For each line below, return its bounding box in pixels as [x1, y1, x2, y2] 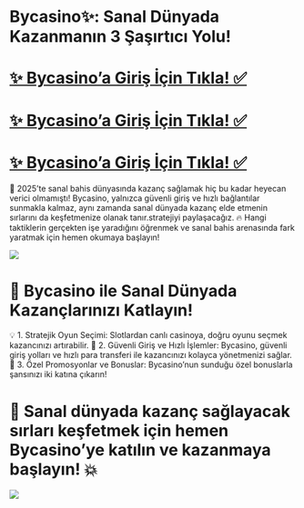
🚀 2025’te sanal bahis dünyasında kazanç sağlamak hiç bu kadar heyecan [9, 183, 287, 194]
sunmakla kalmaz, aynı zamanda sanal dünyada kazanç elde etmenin [9, 202, 269, 213]
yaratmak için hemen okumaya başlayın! [9, 232, 160, 243]
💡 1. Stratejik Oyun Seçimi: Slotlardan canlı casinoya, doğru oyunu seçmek [9, 330, 288, 341]
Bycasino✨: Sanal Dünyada [9, 6, 220, 27]
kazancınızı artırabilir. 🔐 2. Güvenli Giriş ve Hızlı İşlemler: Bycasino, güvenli [9, 340, 288, 351]
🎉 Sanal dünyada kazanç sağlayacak [9, 401, 291, 422]
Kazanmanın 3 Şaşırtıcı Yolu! [9, 26, 232, 47]
